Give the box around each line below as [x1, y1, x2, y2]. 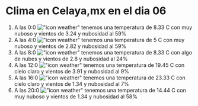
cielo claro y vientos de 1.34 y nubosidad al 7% [14, 80, 129, 87]
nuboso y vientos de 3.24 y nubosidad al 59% [14, 30, 127, 37]
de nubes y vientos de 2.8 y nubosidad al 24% [14, 55, 128, 62]
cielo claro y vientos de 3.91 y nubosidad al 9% [14, 68, 130, 75]
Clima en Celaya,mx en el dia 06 [5, 4, 167, 18]
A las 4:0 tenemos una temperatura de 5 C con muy [14, 36, 185, 43]
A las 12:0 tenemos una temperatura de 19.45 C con [14, 61, 185, 69]
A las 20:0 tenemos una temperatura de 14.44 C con [14, 86, 186, 94]
